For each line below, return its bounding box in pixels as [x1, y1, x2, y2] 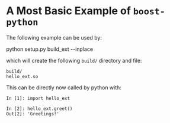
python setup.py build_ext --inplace [6, 46, 94, 53]
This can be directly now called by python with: [6, 84, 121, 91]
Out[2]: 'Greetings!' [6, 111, 60, 116]
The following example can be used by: [6, 34, 102, 41]
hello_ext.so [6, 73, 39, 79]
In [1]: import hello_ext [6, 95, 70, 101]
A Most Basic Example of [6, 4, 131, 18]
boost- [133, 6, 165, 17]
